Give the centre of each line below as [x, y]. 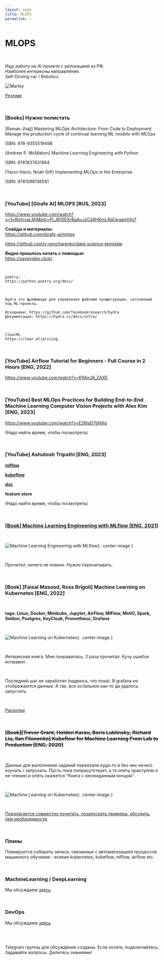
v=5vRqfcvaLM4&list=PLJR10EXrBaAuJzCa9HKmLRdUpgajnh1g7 [71, 219]
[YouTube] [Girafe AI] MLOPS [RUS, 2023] [56, 203]
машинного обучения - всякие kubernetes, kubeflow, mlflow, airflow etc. [80, 857]
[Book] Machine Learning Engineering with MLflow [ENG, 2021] [82, 525]
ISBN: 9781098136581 [27, 181]
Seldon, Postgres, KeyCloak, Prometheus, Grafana [57, 619]
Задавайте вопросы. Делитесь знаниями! [48, 952]
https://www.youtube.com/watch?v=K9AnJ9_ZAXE [57, 378]
